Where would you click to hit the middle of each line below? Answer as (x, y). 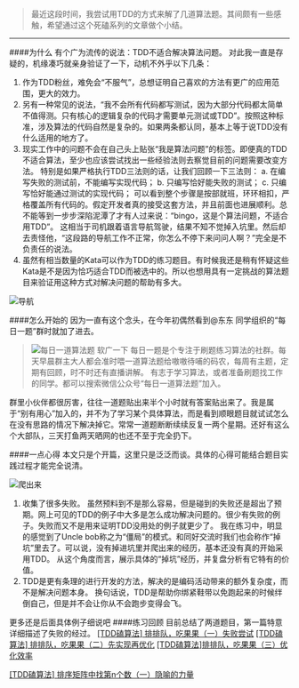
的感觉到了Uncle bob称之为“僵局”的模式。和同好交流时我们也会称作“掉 (152, 536)
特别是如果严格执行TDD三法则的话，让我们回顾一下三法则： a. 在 (159, 171)
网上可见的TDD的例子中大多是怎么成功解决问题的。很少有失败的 (155, 514)
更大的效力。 (61, 93)
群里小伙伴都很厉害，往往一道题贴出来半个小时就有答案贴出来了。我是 (138, 402)
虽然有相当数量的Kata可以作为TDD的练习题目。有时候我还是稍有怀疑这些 (155, 260)
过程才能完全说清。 (52, 465)
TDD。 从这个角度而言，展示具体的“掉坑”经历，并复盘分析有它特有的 (156, 559)
